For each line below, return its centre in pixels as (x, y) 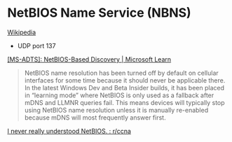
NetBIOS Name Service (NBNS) (99, 13)
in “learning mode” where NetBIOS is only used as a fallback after (119, 95)
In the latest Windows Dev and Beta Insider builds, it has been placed (124, 87)
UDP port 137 (36, 45)
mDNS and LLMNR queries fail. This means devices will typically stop (125, 102)
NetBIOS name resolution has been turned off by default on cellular (121, 73)
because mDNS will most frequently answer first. (95, 118)
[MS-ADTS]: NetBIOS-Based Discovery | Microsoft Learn (89, 59)
